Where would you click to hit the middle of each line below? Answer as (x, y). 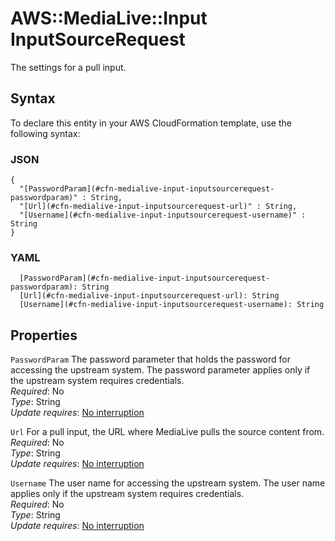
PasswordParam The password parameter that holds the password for (150, 359)
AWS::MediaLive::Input (109, 18)
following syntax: (45, 133)
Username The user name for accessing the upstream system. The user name (168, 483)
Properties (44, 335)
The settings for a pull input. (68, 67)
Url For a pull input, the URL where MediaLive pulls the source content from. (167, 432)
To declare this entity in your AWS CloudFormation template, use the (151, 123)
